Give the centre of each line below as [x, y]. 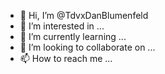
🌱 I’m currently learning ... [73, 36]
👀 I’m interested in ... [62, 26]
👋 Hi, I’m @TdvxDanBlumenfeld [84, 15]
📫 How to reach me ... [66, 58]
